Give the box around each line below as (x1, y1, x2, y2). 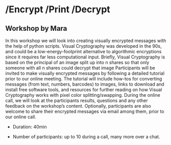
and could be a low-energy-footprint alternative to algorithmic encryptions (5, 49, 162, 54)
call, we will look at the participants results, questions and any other (5, 97, 148, 103)
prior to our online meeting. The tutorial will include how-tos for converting (5, 76, 162, 81)
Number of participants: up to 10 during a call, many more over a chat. (12, 134, 160, 139)
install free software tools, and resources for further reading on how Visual (5, 87, 162, 93)
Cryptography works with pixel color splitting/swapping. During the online (5, 92, 161, 98)
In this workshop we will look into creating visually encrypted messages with (5, 37, 166, 44)
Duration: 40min (12, 124, 47, 130)
